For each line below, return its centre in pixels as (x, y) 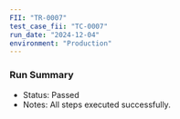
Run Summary (42, 75)
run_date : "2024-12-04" (55, 35)
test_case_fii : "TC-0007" (58, 26)
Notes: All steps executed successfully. (96, 104)
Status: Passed (51, 94)
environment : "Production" (61, 43)
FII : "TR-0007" (38, 18)
